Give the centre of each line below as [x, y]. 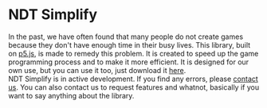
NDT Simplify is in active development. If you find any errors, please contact [133, 79]
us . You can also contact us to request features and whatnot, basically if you [134, 87]
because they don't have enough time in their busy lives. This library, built [130, 44]
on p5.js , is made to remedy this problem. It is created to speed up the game [133, 53]
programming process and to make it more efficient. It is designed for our [129, 62]
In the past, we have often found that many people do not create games [126, 37]
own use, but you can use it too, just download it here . [97, 70]
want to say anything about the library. [71, 95]
